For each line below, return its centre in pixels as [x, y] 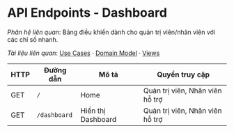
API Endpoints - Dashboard [87, 13]
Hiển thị [93, 111]
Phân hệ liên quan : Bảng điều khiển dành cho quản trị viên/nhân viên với [111, 32]
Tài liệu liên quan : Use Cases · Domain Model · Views [84, 53]
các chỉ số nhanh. [33, 39]
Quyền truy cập [183, 75]
